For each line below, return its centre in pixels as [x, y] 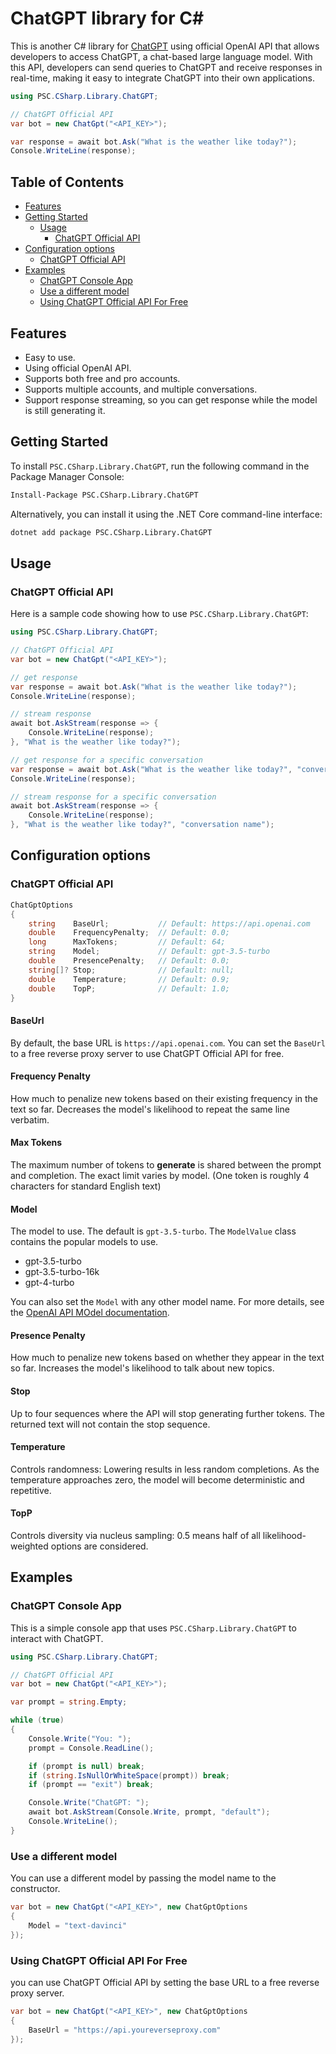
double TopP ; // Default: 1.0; [129, 988]
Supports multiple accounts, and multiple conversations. [141, 389]
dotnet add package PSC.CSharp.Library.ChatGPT [111, 532]
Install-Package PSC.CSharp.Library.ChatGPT [104, 495]
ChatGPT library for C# [107, 18]
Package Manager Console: [67, 476]
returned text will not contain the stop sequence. [110, 1424]
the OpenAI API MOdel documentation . [90, 1313]
